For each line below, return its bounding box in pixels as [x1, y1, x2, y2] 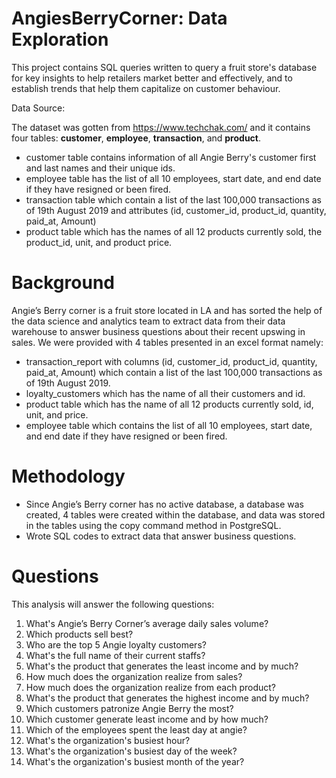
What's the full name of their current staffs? [25, 649, 206, 661]
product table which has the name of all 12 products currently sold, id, [25, 398, 314, 410]
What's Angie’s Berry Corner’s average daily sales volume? [25, 617, 269, 629]
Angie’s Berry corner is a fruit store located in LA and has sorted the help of [11, 304, 323, 316]
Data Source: [11, 102, 66, 114]
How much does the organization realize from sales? [25, 670, 243, 682]
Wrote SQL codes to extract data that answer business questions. [25, 530, 297, 542]
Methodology [11, 465, 126, 488]
